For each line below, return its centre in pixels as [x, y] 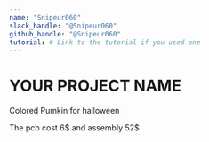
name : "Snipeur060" [45, 17]
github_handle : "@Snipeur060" [65, 34]
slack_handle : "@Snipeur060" [63, 26]
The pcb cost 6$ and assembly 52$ [74, 128]
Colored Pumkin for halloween [64, 111]
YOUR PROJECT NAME [96, 86]
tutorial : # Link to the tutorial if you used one [105, 42]
